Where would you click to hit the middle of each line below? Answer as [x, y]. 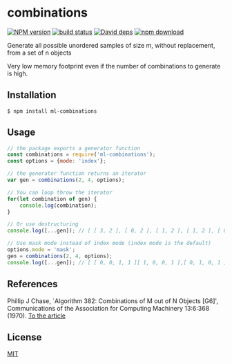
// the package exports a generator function [74, 148]
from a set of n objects [39, 53]
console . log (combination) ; [58, 206]
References [32, 284]
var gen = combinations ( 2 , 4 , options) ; [66, 180]
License [25, 337]
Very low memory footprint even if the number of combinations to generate [114, 66]
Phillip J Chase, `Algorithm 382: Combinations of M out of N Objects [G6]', [113, 301]
